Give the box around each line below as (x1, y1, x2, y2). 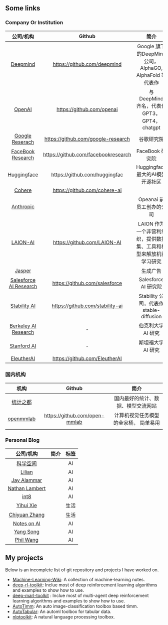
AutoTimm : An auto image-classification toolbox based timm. (12, 603, 138, 609)
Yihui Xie (16, 502, 37, 509)
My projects (5, 553, 43, 562)
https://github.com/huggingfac (51, 171, 123, 178)
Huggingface (7, 171, 38, 178)
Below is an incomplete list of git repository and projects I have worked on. (5, 567, 159, 573)
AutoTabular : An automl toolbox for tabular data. (12, 608, 111, 614)
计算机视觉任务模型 (114, 412, 159, 419)
